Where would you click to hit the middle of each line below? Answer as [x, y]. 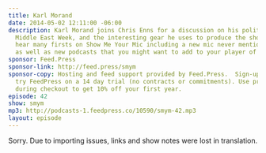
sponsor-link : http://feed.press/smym [72, 67]
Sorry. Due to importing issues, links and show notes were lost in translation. [133, 140]
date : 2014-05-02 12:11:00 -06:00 [65, 23]
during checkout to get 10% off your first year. [99, 89]
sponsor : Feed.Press [42, 60]
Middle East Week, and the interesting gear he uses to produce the [131, 37]
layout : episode [35, 118]
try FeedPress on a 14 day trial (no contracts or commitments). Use [132, 81]
